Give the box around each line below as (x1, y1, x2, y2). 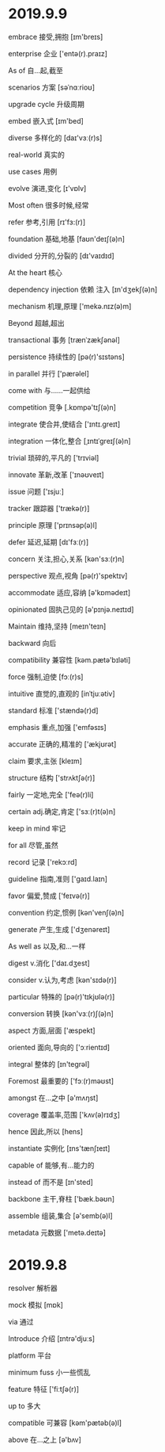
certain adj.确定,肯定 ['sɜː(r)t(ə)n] (8, 806, 116, 816)
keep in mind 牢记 (8, 823, 66, 833)
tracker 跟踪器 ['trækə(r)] (8, 503, 90, 513)
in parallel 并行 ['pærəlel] (8, 369, 89, 378)
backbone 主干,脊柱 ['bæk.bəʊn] (8, 1194, 115, 1203)
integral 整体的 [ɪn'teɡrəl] (8, 1059, 90, 1068)
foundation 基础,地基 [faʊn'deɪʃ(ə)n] (8, 234, 125, 243)
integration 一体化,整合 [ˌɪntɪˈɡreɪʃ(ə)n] (8, 436, 132, 445)
